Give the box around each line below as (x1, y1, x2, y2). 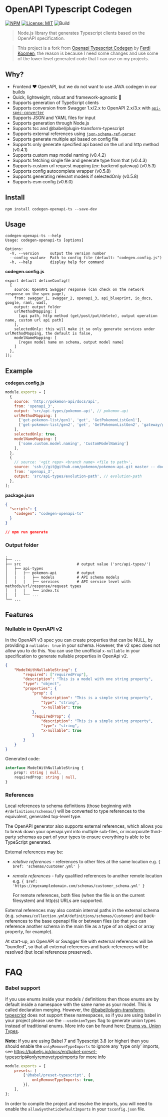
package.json (5, 492, 34, 498)
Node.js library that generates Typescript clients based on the (17, 30, 145, 36)
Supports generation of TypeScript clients (12, 99, 99, 105)
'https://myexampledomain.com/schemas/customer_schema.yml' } (12, 883, 145, 888)
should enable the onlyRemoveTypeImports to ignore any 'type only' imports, (5, 1043, 160, 1049)
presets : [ (14, 1068, 37, 1073)
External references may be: (5, 849, 63, 855)
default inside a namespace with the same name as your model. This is (5, 1001, 151, 1008)
